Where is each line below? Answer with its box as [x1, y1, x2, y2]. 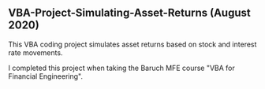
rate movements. [8, 47, 63, 57]
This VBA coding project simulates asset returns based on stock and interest [8, 39, 257, 49]
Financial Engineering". [8, 71, 83, 81]
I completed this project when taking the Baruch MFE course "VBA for [8, 63, 235, 72]
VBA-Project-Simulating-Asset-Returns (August [8, 6, 251, 20]
